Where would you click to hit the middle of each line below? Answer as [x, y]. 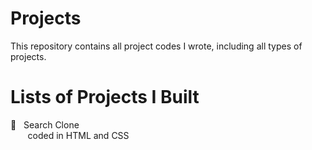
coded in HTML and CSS [78, 135]
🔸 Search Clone [45, 124]
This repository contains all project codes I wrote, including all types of [156, 46]
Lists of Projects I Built [105, 97]
